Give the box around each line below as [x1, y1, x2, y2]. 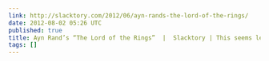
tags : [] [8, 41, 38, 49]
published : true [8, 26, 62, 34]
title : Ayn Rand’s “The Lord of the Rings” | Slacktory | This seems [8, 33, 252, 42]
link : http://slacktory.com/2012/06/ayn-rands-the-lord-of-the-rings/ [8, 11, 249, 20]
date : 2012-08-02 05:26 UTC [8, 19, 102, 27]
